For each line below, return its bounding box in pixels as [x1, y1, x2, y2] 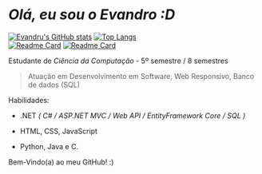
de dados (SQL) [27, 80, 81, 89]
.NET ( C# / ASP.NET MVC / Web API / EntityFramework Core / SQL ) [19, 110, 246, 121]
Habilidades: [8, 95, 50, 105]
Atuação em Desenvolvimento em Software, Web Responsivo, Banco [27, 71, 255, 81]
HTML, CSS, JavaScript [19, 126, 98, 136]
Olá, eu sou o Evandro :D [8, 6, 176, 24]
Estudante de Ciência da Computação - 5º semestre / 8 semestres [8, 56, 229, 65]
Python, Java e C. [19, 141, 78, 151]
